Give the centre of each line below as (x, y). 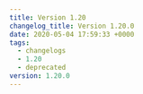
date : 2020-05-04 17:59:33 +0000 (72, 34)
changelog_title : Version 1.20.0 (72, 26)
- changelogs (42, 51)
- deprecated (42, 68)
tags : (19, 43)
